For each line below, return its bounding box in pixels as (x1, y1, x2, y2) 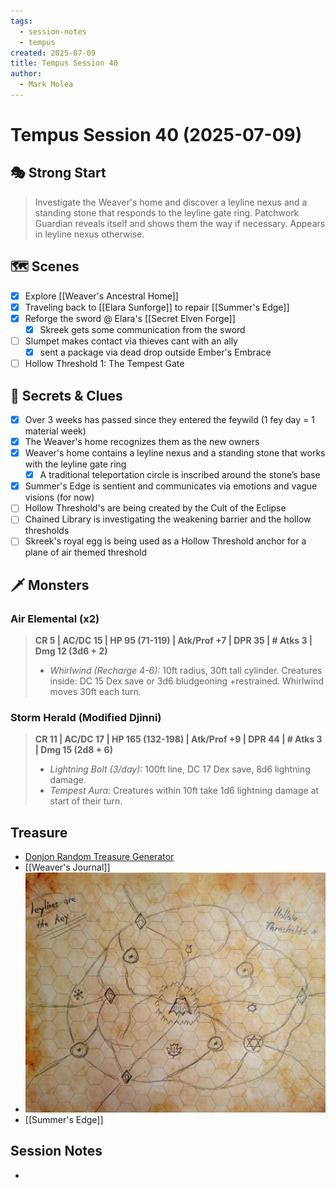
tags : (10, 16, 33, 26)
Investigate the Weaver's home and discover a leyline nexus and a (34, 196, 308, 208)
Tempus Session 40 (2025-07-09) (10, 124, 303, 147)
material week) (24, 425, 87, 437)
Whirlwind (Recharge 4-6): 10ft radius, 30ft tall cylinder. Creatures (49, 665, 323, 677)
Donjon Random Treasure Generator (24, 851, 175, 863)
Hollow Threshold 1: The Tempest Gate (24, 358, 185, 370)
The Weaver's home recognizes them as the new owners (24, 436, 260, 447)
